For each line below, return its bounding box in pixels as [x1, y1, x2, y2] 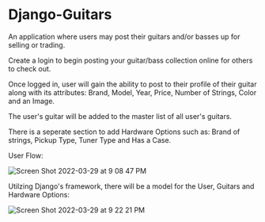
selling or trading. [8, 40, 66, 49]
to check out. [8, 63, 51, 73]
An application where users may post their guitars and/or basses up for [8, 32, 240, 41]
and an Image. [8, 96, 55, 105]
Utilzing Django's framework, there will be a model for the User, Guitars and [8, 181, 255, 191]
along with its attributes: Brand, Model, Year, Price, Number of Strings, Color [8, 87, 257, 97]
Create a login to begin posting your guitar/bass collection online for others [8, 55, 253, 65]
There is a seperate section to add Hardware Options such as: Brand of [8, 127, 240, 136]
